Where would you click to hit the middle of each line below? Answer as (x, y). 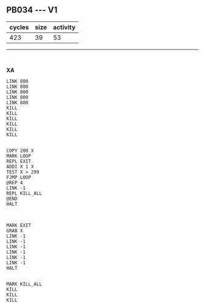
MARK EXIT (19, 225)
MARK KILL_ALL (24, 284)
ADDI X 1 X (20, 167)
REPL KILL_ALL (24, 193)
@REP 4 (15, 182)
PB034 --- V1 (32, 10)
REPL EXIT (19, 161)
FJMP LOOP (19, 177)
